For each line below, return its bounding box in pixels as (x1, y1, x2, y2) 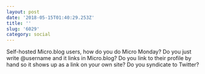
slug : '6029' (6, 25, 40, 32)
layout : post (6, 8, 40, 15)
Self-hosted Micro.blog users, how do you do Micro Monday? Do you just (6, 48, 191, 55)
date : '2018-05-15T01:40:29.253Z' (6, 15, 95, 21)
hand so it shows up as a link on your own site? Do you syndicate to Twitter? (6, 61, 199, 69)
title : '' (6, 20, 32, 26)
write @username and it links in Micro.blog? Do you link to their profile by (6, 55, 191, 62)
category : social (6, 32, 51, 38)
